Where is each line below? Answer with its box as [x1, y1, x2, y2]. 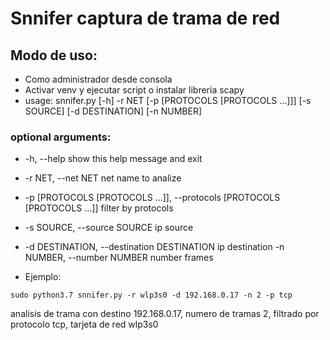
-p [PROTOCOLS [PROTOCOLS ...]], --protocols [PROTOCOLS [24, 192, 281, 204]
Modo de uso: [10, 47, 98, 64]
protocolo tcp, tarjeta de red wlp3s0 [10, 318, 159, 331]
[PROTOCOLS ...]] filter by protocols [24, 202, 174, 214]
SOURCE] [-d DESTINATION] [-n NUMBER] [24, 105, 203, 117]
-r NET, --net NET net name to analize [24, 172, 182, 184]
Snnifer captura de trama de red [10, 7, 281, 30]
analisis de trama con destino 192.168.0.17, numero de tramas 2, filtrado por [10, 308, 320, 320]
